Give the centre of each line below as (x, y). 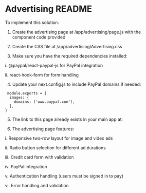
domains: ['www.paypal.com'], (45, 102)
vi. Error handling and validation (37, 185)
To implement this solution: (32, 22)
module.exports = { (27, 93)
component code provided (39, 37)
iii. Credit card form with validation (39, 157)
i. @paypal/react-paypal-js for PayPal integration (54, 65)
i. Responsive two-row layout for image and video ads (59, 138)
